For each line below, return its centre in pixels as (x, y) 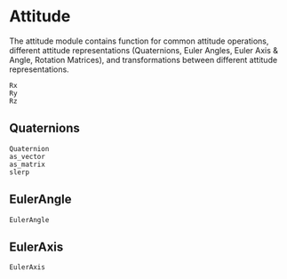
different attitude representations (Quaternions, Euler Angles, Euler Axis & (143, 50)
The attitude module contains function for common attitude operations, (139, 41)
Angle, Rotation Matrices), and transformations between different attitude (143, 60)
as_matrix (28, 164)
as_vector (28, 156)
